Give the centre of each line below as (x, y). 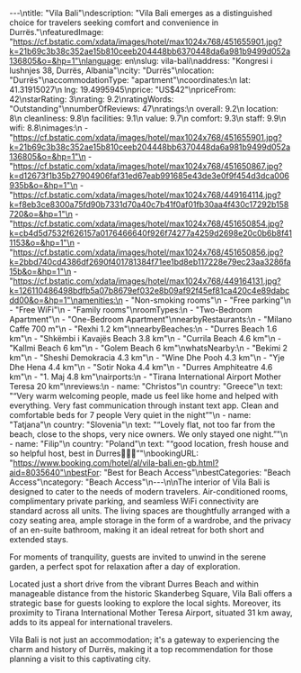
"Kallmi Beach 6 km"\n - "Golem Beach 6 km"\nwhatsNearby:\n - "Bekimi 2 (149, 348)
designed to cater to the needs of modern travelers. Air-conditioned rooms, (149, 491)
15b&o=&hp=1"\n (40, 271)
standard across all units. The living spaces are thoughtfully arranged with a (150, 511)
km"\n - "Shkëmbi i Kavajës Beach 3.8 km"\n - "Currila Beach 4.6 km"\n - (145, 338)
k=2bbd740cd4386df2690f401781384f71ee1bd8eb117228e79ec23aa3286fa (150, 262)
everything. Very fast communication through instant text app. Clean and (144, 405)
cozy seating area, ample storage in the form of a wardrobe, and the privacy (150, 520)
